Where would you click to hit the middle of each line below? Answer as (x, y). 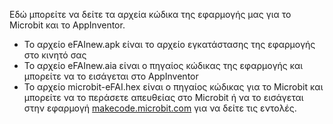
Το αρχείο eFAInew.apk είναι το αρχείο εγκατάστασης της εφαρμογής (169, 44)
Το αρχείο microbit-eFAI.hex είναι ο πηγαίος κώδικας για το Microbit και (173, 87)
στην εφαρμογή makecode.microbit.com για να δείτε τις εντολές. (160, 108)
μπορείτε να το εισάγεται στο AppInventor (111, 76)
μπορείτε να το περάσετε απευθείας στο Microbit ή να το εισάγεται (163, 97)
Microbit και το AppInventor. (67, 25)
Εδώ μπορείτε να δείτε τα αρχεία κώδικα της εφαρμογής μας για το (150, 14)
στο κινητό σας (55, 55)
